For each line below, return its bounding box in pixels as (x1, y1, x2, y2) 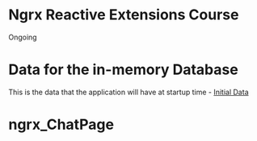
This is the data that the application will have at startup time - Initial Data (8, 87, 249, 97)
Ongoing (8, 32, 38, 42)
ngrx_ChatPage (8, 115, 115, 134)
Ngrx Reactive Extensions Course (8, 6, 239, 24)
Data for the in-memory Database (8, 60, 238, 79)
